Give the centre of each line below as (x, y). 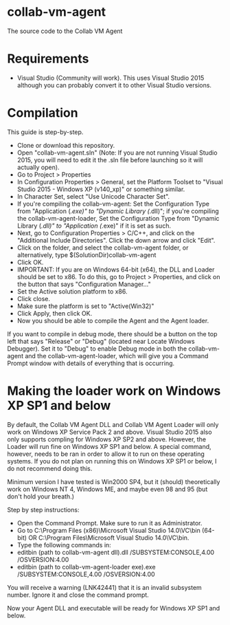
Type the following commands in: (64, 545)
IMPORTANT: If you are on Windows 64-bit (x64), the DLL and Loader (116, 270)
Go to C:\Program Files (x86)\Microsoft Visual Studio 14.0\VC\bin (108, 530)
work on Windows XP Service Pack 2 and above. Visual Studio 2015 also (110, 432)
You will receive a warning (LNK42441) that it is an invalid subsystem (105, 587)
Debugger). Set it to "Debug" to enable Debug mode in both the (97, 349)
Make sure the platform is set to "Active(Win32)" (85, 306)
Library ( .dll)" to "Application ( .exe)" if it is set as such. (94, 226)
